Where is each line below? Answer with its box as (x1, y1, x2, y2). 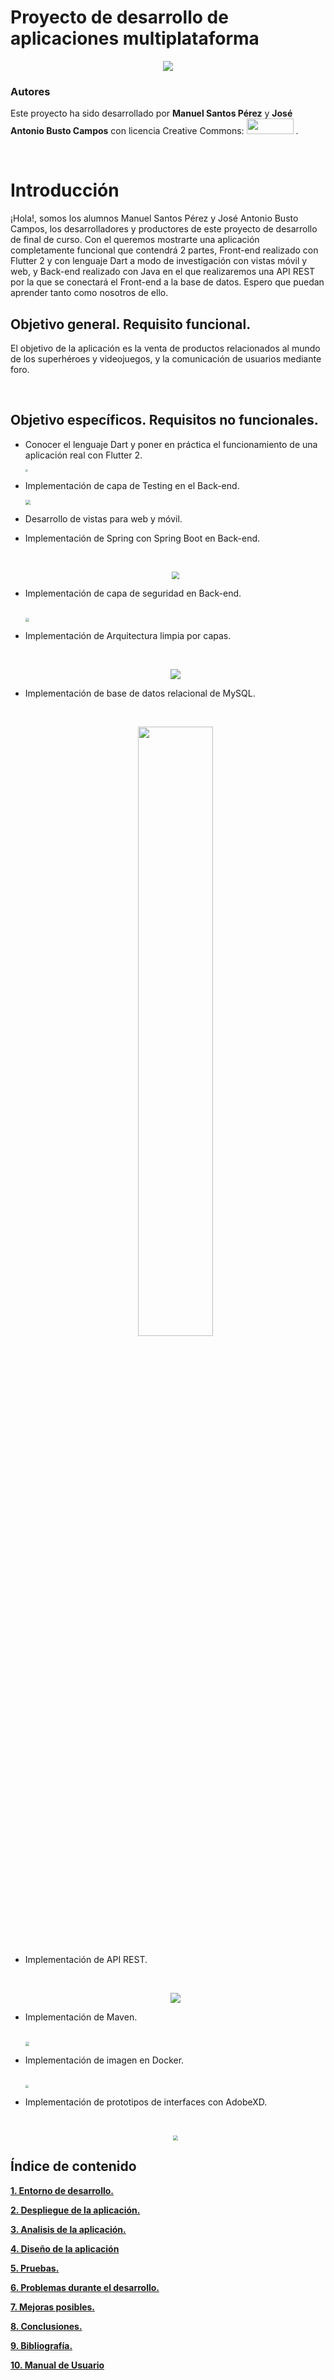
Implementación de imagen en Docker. (24, 2054, 185, 2066)
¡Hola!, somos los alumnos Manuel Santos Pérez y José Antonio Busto (10, 212, 299, 225)
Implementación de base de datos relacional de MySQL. (24, 687, 256, 700)
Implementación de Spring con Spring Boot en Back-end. (24, 532, 261, 544)
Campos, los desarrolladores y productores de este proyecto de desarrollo (10, 223, 318, 235)
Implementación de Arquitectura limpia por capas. (24, 630, 232, 642)
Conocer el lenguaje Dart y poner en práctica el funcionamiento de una (24, 438, 318, 450)
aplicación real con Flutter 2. (24, 449, 143, 461)
